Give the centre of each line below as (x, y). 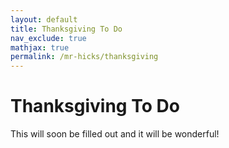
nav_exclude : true (48, 38)
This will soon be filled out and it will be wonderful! (115, 134)
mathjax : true (40, 47)
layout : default (44, 19)
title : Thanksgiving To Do (66, 29)
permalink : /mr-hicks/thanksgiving (84, 57)
